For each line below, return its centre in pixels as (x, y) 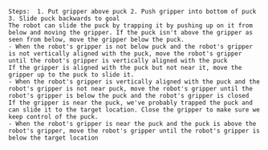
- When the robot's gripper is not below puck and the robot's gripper (130, 47)
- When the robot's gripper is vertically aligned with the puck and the (134, 82)
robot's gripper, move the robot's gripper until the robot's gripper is (134, 131)
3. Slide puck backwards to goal (64, 18)
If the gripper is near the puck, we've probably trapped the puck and (130, 103)
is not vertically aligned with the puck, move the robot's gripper (125, 54)
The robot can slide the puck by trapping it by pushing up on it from (130, 26)
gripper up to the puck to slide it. (71, 75)
